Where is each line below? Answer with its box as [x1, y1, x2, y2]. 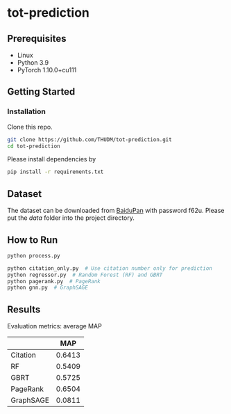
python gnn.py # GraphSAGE [7, 284, 89, 292]
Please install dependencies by [7, 155, 96, 164]
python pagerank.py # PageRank [7, 278, 101, 285]
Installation [7, 106, 46, 116]
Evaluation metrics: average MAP [7, 322, 102, 331]
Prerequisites [7, 33, 67, 45]
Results [7, 303, 41, 315]
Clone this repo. [7, 122, 53, 131]
